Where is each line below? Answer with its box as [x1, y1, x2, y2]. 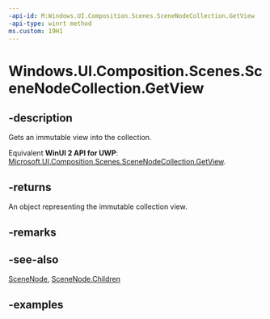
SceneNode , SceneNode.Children [8, 274, 121, 284]
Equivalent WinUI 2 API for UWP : [8, 148, 119, 158]
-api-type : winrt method [8, 19, 92, 28]
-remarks [8, 225, 57, 239]
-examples [8, 297, 64, 312]
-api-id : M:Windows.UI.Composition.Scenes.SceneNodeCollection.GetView [8, 11, 255, 20]
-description [8, 111, 73, 125]
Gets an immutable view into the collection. [8, 133, 152, 142]
